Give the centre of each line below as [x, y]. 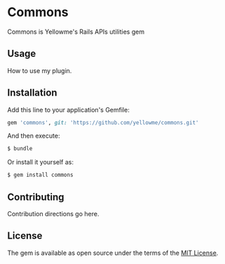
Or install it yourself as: [40, 162]
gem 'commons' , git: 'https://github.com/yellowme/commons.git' [103, 123]
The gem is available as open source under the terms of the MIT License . [113, 253]
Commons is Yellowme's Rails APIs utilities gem [76, 32]
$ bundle [20, 149]
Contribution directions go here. [53, 214]
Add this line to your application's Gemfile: [68, 110]
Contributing [36, 197]
